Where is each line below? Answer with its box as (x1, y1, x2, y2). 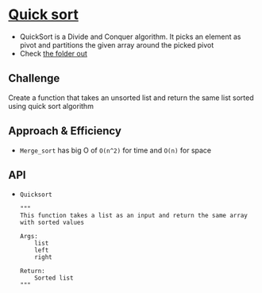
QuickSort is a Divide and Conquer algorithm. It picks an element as (19, 32, 241, 41)
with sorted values (19, 218, 85, 227)
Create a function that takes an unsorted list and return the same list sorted (8, 93, 254, 102)
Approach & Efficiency (8, 125, 121, 138)
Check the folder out (19, 48, 87, 58)
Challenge (8, 71, 60, 85)
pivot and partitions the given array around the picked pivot (19, 40, 214, 49)
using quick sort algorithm (8, 101, 94, 110)
